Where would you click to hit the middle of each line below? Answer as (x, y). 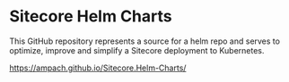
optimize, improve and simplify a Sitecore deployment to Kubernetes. (137, 50)
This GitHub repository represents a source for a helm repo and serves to (145, 41)
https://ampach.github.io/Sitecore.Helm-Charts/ (98, 68)
